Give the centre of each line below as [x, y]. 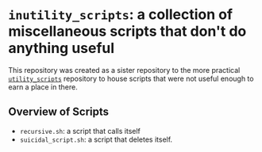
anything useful [62, 48]
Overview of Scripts [59, 112]
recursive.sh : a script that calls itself [80, 131]
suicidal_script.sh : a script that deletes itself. [96, 139]
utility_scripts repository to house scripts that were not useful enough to [131, 78]
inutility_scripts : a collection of [120, 15]
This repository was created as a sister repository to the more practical [124, 70]
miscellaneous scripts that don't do [127, 31]
